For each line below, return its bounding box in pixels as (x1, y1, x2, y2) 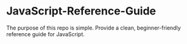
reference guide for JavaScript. (6, 30, 85, 37)
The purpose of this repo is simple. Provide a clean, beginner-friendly (6, 24, 181, 31)
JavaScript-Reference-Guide (6, 4, 157, 18)
